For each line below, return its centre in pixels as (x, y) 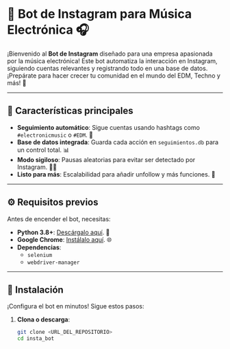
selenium (40, 255)
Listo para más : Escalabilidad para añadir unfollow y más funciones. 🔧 (116, 174)
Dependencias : (39, 247)
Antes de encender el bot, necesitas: (59, 218)
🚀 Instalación (35, 290)
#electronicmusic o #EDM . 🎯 (55, 135)
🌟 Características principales (70, 111)
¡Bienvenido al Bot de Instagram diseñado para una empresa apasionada (110, 54)
